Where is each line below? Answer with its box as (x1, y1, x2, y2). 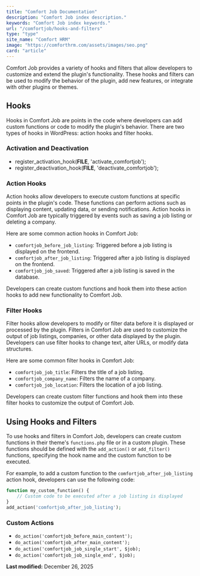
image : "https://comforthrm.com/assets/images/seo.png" (6, 43, 148, 49)
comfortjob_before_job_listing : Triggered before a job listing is (14, 242, 173, 249)
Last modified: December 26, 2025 (6, 563, 94, 570)
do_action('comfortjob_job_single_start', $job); (14, 546, 141, 552)
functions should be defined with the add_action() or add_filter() (6, 445, 170, 453)
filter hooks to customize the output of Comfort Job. (6, 399, 134, 406)
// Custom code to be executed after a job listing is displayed (17, 493, 183, 499)
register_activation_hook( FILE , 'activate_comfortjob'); (14, 158, 146, 165)
